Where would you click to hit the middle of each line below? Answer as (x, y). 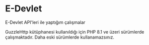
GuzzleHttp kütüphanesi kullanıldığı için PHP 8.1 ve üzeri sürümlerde (75, 32)
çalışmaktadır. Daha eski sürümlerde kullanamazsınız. (60, 37)
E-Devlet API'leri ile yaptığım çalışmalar (45, 22)
